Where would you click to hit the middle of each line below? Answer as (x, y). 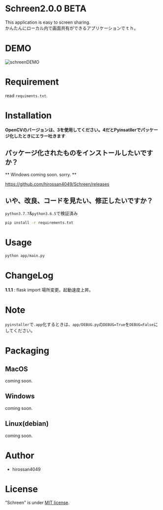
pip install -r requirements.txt (39, 223)
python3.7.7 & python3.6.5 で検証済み (41, 214)
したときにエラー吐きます (39, 136)
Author (20, 455)
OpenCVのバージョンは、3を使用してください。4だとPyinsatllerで (73, 130)
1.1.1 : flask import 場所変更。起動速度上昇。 (49, 290)
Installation (28, 115)
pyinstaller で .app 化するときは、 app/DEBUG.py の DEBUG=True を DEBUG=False (79, 324)
